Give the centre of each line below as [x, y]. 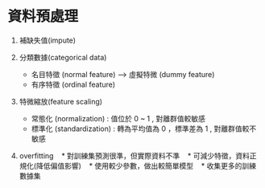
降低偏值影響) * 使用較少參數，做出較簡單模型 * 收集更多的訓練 [146, 166]
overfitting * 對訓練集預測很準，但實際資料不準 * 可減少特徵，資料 [135, 155]
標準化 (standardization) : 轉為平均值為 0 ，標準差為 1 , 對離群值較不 [144, 129]
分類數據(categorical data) [63, 57]
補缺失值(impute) [48, 40]
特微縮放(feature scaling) [60, 101]
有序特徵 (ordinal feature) [73, 84]
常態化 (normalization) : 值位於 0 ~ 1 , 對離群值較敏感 [118, 118]
